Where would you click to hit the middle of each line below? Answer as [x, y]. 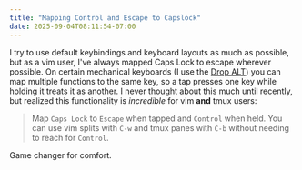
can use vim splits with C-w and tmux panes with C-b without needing [160, 127]
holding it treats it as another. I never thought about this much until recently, [151, 91]
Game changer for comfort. [60, 155]
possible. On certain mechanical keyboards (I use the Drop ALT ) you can [145, 71]
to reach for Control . [70, 137]
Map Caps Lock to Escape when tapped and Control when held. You [157, 118]
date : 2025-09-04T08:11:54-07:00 [73, 26]
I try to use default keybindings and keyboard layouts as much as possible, [149, 52]
